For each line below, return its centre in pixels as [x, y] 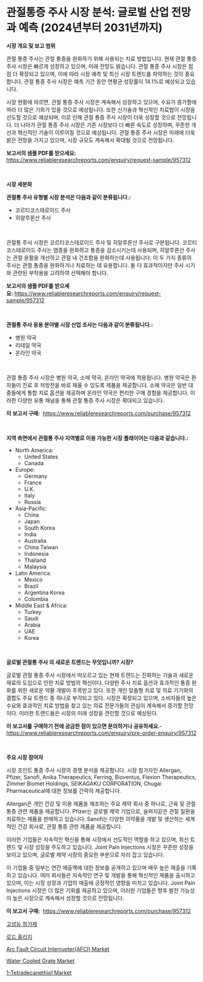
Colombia [36, 599]
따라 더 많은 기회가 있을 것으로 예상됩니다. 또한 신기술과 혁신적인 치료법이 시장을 [101, 110]
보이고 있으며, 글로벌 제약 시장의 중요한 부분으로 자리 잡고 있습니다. [85, 854]
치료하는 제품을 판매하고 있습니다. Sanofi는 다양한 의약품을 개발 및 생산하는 [95, 819]
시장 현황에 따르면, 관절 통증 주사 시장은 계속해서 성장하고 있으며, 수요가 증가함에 [101, 102]
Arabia [32, 625]
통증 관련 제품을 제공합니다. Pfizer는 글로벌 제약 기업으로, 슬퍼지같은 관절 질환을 [101, 811]
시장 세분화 [19, 184]
